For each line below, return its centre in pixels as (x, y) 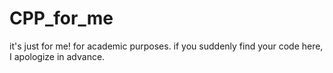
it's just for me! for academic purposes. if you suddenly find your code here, (166, 46)
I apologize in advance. (57, 56)
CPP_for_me (61, 18)
